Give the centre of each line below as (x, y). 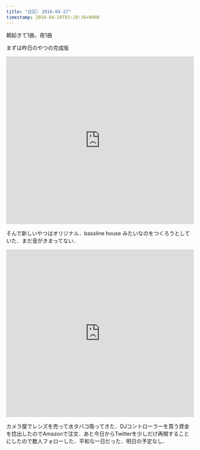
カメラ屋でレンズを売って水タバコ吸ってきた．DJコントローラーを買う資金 (98, 426)
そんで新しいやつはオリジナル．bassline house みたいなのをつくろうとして (98, 233)
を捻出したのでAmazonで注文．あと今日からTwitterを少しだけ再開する (93, 433)
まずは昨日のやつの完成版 (37, 48)
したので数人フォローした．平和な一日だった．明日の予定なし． (89, 441)
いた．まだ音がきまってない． (43, 240)
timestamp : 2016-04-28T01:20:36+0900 (53, 17)
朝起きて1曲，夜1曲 (29, 35)
